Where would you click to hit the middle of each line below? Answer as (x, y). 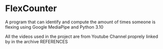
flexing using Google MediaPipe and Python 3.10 (54, 27)
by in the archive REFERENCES (37, 41)
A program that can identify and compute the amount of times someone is (80, 22)
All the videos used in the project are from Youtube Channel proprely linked (82, 36)
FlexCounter (31, 8)
